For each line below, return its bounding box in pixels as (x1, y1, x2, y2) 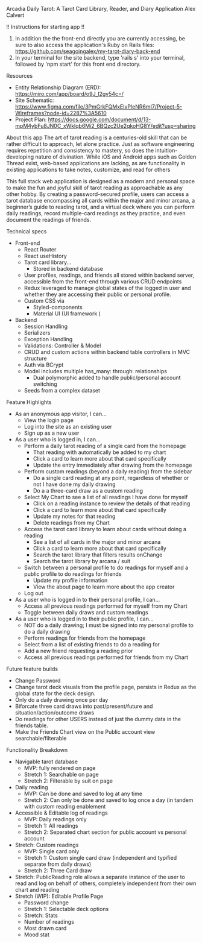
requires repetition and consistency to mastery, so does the (6, 147, 154, 154)
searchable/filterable (14, 735, 67, 742)
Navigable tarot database (14, 758, 78, 765)
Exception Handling (24, 336, 73, 342)
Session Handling (24, 323, 68, 330)
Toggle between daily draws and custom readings (24, 609, 149, 616)
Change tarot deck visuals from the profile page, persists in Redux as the (14, 684, 197, 690)
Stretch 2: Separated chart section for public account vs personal (24, 828, 187, 836)
